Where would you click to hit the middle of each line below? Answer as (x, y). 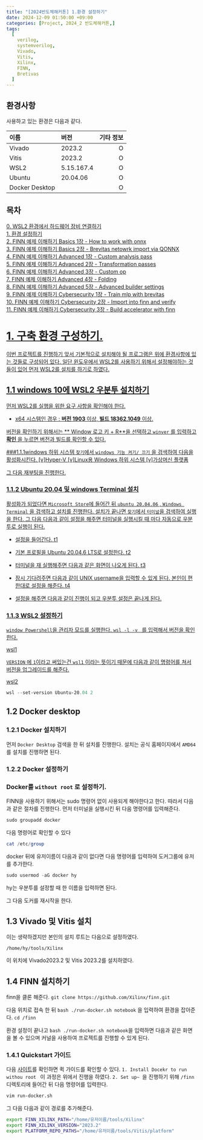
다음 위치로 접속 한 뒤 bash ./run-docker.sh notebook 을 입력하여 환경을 (93, 1010)
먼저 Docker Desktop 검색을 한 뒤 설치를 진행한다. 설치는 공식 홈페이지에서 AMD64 (101, 744)
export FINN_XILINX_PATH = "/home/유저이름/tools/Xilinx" (76, 1120)
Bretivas (28, 74)
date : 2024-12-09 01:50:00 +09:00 (50, 18)
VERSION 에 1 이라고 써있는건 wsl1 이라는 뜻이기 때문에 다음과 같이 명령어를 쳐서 (99, 662)
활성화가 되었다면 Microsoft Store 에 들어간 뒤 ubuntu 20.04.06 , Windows (94, 503)
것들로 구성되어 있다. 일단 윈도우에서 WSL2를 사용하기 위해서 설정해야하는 (100, 361)
